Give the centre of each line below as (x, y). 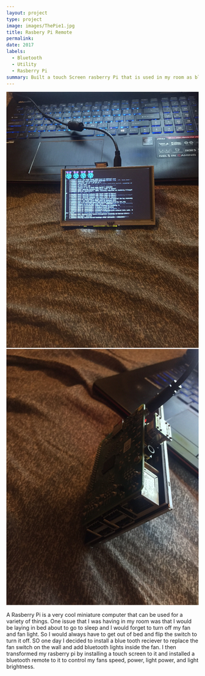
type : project (24, 19)
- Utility (24, 64)
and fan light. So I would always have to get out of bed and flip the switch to (102, 635)
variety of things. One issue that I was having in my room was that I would (99, 621)
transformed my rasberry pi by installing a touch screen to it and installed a (101, 654)
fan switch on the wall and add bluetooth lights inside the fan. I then (92, 647)
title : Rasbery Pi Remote (39, 32)
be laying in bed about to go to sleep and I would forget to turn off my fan (99, 628)
